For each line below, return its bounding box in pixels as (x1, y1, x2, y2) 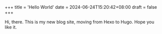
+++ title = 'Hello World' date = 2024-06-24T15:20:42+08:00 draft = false (4, 4, 158, 10)
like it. (4, 24, 17, 30)
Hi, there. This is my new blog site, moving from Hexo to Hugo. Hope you (4, 19, 155, 25)
